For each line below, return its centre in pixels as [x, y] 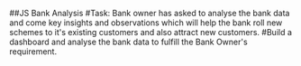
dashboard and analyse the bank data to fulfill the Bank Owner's [128, 42]
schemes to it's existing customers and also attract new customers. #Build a [151, 32]
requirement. [33, 52]
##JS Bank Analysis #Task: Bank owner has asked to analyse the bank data [150, 13]
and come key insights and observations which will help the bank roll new [146, 23]
